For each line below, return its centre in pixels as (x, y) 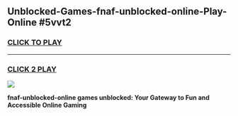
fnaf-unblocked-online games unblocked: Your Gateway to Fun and (109, 97)
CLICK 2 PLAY (32, 69)
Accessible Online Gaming (47, 105)
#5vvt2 (55, 23)
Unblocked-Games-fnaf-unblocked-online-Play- (117, 12)
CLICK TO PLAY (35, 43)
